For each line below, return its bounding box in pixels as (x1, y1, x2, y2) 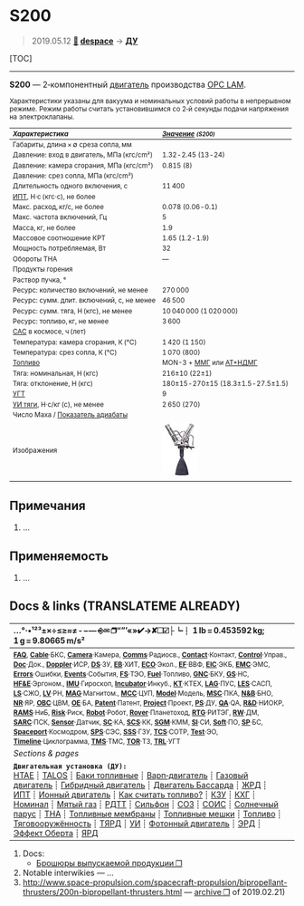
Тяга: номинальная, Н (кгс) (12, 369, 100, 378)
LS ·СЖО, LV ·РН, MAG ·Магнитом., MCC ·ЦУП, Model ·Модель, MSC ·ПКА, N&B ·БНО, (13, 689, 274, 698)
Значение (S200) (162, 129, 215, 139)
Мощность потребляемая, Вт (12, 244, 107, 254)
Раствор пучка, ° (12, 275, 67, 284)
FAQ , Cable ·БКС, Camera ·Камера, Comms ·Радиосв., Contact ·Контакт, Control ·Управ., (13, 650, 288, 660)
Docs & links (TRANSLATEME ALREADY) (9, 599, 241, 614)
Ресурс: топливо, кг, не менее (12, 316, 109, 326)
